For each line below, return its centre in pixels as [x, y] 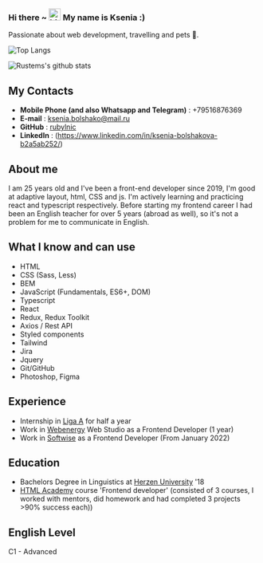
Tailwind [33, 342]
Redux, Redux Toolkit [55, 317]
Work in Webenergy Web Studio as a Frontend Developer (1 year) [127, 429]
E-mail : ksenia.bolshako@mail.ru [75, 119]
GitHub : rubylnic [48, 127]
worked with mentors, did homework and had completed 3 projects [130, 499]
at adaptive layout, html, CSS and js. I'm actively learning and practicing [126, 196]
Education [34, 463]
